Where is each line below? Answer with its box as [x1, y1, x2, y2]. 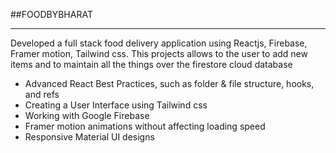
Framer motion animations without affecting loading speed [24, 120, 266, 132]
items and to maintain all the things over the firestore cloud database [10, 59, 293, 70]
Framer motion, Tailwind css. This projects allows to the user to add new [10, 48, 308, 59]
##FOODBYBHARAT [10, 9, 93, 20]
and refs [24, 89, 60, 100]
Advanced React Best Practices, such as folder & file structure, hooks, [24, 78, 315, 89]
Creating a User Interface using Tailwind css [24, 99, 208, 111]
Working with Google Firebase [24, 110, 150, 121]
